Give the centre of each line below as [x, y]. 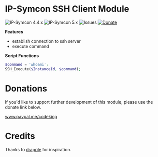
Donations [26, 88]
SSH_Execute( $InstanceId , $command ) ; [43, 69]
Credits [20, 136]
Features [14, 31]
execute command [30, 46]
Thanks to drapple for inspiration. [38, 149]
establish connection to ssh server [46, 41]
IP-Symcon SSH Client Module [67, 9]
